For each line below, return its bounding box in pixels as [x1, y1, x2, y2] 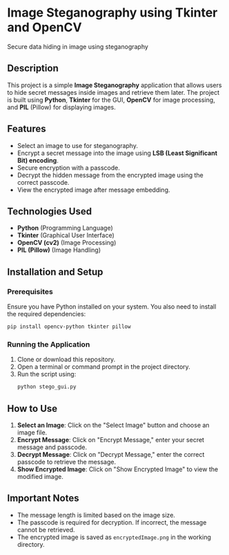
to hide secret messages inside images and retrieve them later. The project [7, 88, 220, 96]
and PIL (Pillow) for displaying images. [7, 102, 116, 111]
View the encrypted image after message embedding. [17, 185, 170, 194]
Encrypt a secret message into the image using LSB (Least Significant [17, 149, 218, 157]
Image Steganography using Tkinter [7, 5, 218, 21]
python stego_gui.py [17, 383, 77, 390]
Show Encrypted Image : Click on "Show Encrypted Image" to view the [17, 465, 219, 473]
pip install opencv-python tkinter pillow [7, 323, 131, 330]
